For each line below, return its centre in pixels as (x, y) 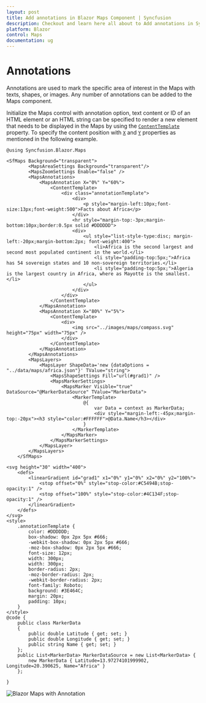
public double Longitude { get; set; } (79, 639)
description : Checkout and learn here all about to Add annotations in (100, 23)
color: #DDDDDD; (49, 532)
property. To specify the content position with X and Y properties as (91, 132)
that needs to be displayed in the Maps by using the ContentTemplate (93, 126)
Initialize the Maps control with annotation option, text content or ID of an (98, 113)
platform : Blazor (29, 29)
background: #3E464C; (56, 591)
